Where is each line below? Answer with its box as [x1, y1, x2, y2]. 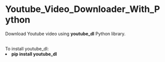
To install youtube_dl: [5, 45, 49, 51]
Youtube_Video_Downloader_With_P [5, 3, 160, 15]
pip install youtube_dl [11, 51, 57, 57]
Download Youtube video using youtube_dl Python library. [5, 30, 126, 36]
